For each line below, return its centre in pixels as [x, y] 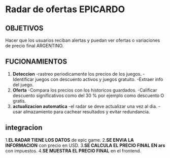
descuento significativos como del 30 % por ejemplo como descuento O [88, 96]
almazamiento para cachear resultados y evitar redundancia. [87, 112]
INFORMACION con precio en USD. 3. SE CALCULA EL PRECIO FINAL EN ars [85, 145]
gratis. [19, 101]
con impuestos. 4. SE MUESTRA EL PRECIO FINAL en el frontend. [73, 150]
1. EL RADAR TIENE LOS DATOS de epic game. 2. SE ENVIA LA [70, 140]
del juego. [23, 84]
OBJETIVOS [24, 28]
